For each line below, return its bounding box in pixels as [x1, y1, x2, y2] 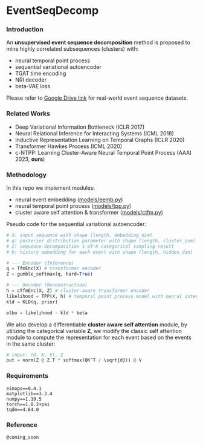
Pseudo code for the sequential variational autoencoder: [6, 221, 147, 228]
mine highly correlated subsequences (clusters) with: [6, 45, 139, 53]
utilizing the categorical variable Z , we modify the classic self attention [6, 327, 182, 334]
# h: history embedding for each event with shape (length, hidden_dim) [6, 249, 193, 255]
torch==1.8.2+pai [6, 401, 50, 407]
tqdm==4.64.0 [6, 406, 39, 413]
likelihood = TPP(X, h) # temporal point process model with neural [6, 293, 182, 299]
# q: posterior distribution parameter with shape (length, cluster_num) [6, 238, 196, 244]
